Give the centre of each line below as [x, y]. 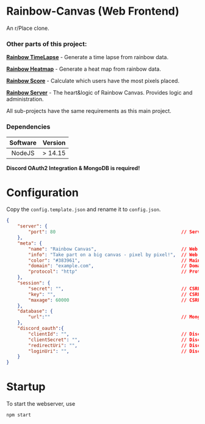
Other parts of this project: [47, 44]
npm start [19, 415]
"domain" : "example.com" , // [108, 266]
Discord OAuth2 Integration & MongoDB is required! [73, 168]
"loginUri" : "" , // [108, 351]
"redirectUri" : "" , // [108, 345]
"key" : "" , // [108, 294]
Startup [26, 387]
